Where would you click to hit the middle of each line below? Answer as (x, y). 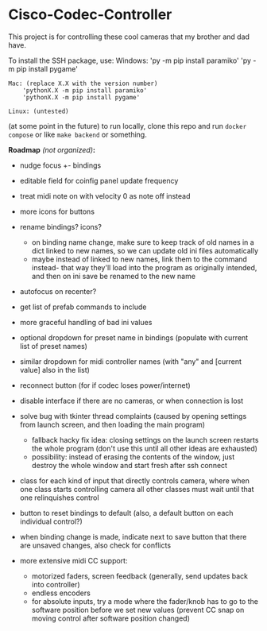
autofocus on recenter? (58, 291)
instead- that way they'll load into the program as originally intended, (144, 267)
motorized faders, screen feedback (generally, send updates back (140, 576)
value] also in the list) (54, 370)
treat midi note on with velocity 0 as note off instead (105, 195)
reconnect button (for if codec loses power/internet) (105, 385)
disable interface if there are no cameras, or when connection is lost (132, 401)
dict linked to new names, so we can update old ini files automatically (145, 250)
